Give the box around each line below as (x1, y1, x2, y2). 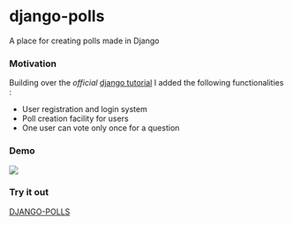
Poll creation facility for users (21, 113, 130, 124)
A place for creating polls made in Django (9, 35, 160, 46)
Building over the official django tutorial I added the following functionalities (9, 78, 284, 88)
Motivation (9, 57, 57, 70)
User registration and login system (21, 104, 147, 115)
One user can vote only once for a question (21, 123, 180, 133)
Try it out (9, 186, 49, 199)
